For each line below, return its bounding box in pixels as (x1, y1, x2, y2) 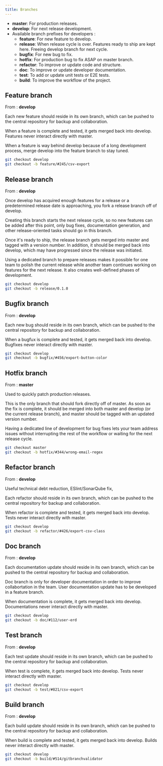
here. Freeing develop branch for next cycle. (19, 46, 108, 52)
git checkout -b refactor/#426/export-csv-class (5, 528, 105, 533)
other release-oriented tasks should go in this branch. (5, 228, 113, 233)
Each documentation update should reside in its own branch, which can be (5, 564, 154, 570)
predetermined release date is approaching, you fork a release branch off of (5, 203, 157, 208)
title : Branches (5, 7, 38, 12)
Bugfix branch (5, 300, 49, 308)
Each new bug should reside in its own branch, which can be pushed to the (5, 322, 155, 328)
